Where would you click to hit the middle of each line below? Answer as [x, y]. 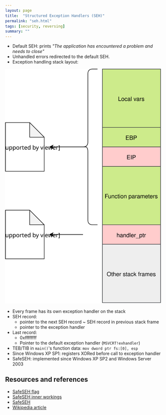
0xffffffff [28, 338]
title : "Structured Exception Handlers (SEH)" [55, 16]
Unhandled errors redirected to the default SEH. [61, 57]
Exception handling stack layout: [45, 62]
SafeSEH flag [26, 391]
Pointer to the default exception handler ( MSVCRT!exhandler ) [80, 343]
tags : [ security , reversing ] [35, 26]
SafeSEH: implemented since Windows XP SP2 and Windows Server [82, 358]
